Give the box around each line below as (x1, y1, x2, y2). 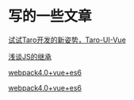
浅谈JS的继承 (8, 52, 52, 61)
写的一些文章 (8, 7, 93, 25)
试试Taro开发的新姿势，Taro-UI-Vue (8, 35, 127, 44)
